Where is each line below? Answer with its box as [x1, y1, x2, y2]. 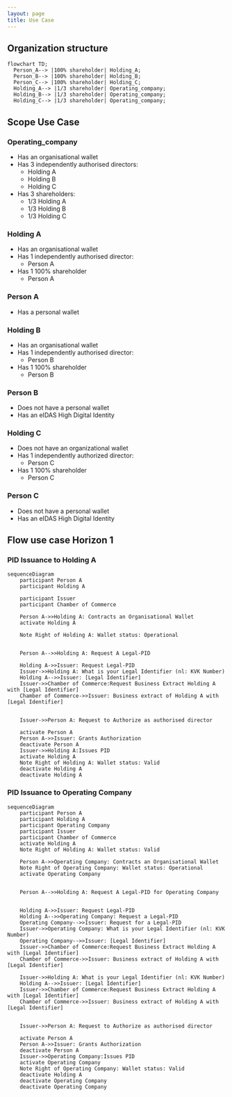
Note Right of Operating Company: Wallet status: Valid [19, 1065, 185, 1072]
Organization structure [7, 42, 108, 54]
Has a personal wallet [17, 307, 80, 316]
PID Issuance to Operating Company [7, 788, 132, 797]
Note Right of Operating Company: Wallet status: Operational [19, 864, 204, 871]
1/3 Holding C [27, 212, 67, 220]
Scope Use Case [7, 116, 80, 128]
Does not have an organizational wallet [17, 444, 129, 453]
